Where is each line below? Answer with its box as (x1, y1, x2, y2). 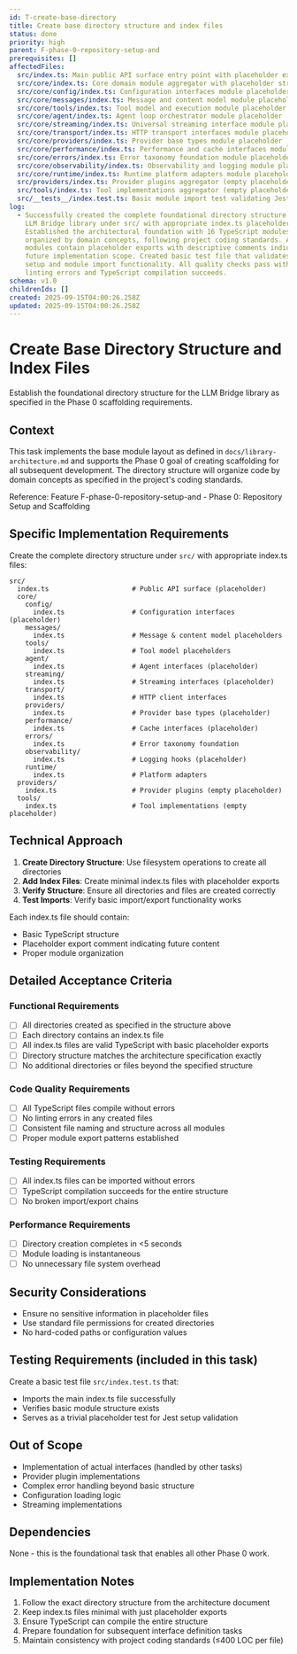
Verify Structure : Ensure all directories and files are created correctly (21, 885, 276, 896)
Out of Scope (9, 1438, 83, 1453)
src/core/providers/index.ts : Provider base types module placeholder (17, 136, 283, 145)
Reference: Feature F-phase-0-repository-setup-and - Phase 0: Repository (9, 492, 283, 501)
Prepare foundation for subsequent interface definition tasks (21, 1626, 243, 1636)
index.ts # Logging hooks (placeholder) (32, 755, 247, 764)
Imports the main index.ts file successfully (21, 1393, 177, 1404)
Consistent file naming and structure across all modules (21, 1122, 225, 1134)
